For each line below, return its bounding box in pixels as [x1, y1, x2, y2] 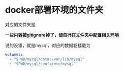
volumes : [5, 52, 23, 57]
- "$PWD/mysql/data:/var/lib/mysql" [9, 57, 85, 62]
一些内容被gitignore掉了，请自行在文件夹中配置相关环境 [5, 32, 119, 38]
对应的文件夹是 [5, 22, 35, 27]
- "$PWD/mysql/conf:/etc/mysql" [9, 61, 76, 66]
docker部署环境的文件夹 [5, 4, 103, 16]
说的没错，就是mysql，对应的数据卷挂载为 [5, 42, 91, 48]
